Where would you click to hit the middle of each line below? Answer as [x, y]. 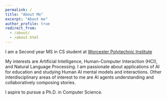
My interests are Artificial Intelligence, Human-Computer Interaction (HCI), [82, 61]
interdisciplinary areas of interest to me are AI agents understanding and [80, 77]
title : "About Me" [24, 14]
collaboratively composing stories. [40, 82]
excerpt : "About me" [27, 19]
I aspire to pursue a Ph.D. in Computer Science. [54, 92]
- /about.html [24, 38]
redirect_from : [21, 28]
